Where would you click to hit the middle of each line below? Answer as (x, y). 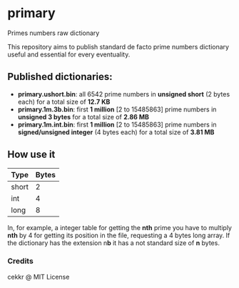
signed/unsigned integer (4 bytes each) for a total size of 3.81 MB (116, 132)
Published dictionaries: (60, 77)
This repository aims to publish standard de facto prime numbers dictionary (118, 46)
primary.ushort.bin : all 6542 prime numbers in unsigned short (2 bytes (124, 94)
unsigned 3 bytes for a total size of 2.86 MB (83, 116)
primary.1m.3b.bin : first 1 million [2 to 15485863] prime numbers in (117, 109)
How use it (31, 155)
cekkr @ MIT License (39, 277)
